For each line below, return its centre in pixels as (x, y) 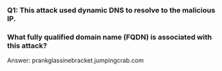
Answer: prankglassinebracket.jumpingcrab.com (75, 61)
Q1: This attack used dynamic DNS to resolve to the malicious (111, 10)
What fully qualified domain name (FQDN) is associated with (110, 37)
